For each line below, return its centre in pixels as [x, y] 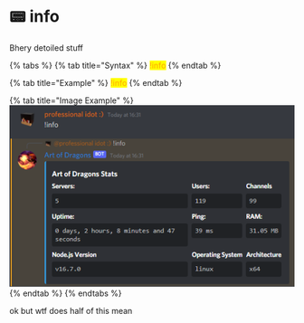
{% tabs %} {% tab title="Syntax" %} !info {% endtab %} [115, 65]
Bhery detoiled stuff [46, 47]
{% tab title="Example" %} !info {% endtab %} [96, 82]
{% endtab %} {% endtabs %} [66, 293]
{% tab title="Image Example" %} [71, 100]
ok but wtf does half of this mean [71, 310]
